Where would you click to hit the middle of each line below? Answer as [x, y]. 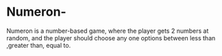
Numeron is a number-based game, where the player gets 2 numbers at [108, 31]
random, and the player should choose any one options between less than [111, 38]
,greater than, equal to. [39, 45]
